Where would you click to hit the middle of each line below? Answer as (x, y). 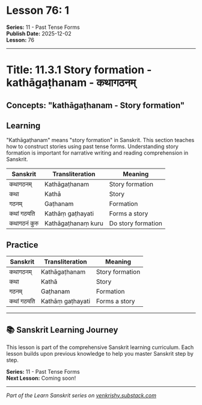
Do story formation (136, 223)
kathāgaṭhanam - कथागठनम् (71, 83)
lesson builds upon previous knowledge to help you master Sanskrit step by (100, 353)
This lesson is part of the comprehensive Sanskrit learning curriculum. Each (100, 347)
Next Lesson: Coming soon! (41, 378)
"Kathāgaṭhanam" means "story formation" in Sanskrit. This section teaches (100, 140)
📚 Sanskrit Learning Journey (62, 329)
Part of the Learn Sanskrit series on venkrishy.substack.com (81, 395)
